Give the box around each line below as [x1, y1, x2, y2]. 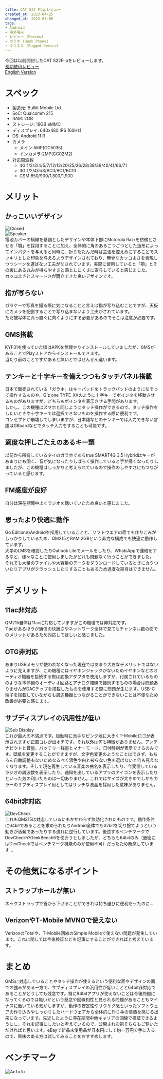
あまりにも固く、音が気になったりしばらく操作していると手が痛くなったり [5, 458, 154, 464]
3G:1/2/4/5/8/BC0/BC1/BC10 [19, 167, 76, 173]
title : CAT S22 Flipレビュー [5, 7, 61, 12]
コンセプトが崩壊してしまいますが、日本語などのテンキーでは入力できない [5, 417, 154, 422]
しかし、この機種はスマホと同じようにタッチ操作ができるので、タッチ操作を [5, 405, 158, 410]
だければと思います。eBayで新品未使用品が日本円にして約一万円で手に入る [5, 1027, 156, 1033]
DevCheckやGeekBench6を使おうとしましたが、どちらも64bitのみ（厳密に [5, 835, 156, 840]
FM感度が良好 [5, 486, 47, 494]
